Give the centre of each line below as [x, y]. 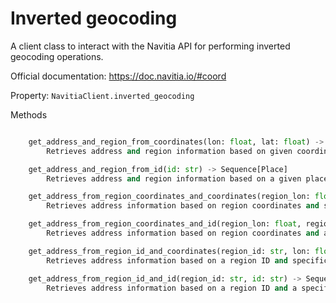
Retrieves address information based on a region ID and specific [187, 260]
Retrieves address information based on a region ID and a [172, 288]
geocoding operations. [57, 56]
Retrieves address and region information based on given [169, 151]
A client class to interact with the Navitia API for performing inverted [150, 46]
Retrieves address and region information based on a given [174, 178]
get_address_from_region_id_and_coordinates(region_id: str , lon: [169, 251]
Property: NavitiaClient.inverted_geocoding [102, 95]
